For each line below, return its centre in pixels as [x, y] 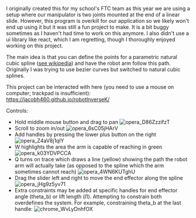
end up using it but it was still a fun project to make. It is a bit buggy [87, 27]
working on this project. [35, 46]
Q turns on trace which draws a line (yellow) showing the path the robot [101, 159]
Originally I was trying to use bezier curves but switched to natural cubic [93, 69]
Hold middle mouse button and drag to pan [66, 122]
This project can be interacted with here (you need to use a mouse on [90, 87]
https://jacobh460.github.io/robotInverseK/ [58, 99]
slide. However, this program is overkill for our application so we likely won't [97, 21]
